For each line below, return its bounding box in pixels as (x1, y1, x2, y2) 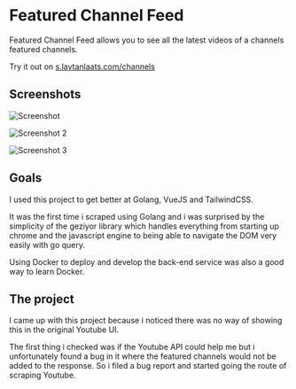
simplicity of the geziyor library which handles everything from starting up (9, 221, 279, 231)
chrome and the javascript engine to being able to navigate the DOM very (9, 230, 277, 240)
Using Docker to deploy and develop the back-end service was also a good (9, 256, 284, 267)
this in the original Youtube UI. (9, 324, 120, 335)
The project (9, 292, 74, 307)
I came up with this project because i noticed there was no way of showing (9, 315, 283, 326)
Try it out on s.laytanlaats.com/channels (9, 61, 155, 72)
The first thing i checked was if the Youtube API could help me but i (9, 342, 255, 353)
